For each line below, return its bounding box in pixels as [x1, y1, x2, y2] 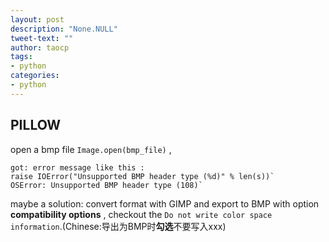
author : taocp [10, 42, 70, 53]
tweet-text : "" [10, 33, 74, 43]
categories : [10, 71, 60, 81]
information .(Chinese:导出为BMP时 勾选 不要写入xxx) [10, 220, 227, 232]
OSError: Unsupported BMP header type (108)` [10, 180, 203, 190]
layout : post [10, 14, 65, 25]
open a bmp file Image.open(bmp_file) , [10, 143, 172, 155]
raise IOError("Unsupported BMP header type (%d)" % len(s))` [10, 171, 275, 181]
